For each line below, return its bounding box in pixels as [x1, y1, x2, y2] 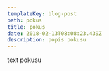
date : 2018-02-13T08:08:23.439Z [7, 30, 102, 37]
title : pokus [7, 23, 46, 30]
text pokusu [7, 56, 42, 64]
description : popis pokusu [7, 37, 86, 44]
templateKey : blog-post [7, 10, 77, 18]
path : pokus [7, 17, 42, 24]
